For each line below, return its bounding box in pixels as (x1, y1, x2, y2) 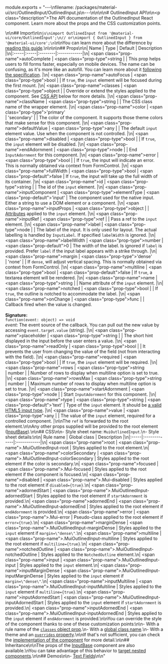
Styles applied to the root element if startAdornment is (36, 493, 147, 499)
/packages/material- (75, 5, 117, 10)
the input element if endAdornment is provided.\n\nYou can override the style (5, 616, 162, 621)
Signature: (5, 312, 28, 318)
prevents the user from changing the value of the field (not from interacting (5, 349, 160, 354)
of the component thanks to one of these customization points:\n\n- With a (5, 621, 159, 627)
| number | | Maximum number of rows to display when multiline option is (5, 381, 156, 387)
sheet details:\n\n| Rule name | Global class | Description (5, 434, 122, 440)
